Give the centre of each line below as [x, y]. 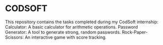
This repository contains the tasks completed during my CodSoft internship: [82, 22]
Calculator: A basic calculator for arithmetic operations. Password [72, 27]
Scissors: [14, 37]
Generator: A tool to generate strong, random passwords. [63, 32]
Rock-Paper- [135, 32]
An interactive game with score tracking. [66, 37]
